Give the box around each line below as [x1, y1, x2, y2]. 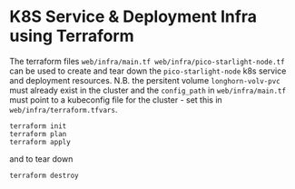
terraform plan [9, 129, 67, 138]
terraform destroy [9, 171, 79, 180]
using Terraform [9, 25, 134, 46]
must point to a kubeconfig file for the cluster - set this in [9, 94, 222, 105]
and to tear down [9, 153, 74, 164]
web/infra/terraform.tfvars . [9, 104, 118, 114]
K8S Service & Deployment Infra [9, 6, 257, 27]
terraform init [9, 121, 67, 131]
